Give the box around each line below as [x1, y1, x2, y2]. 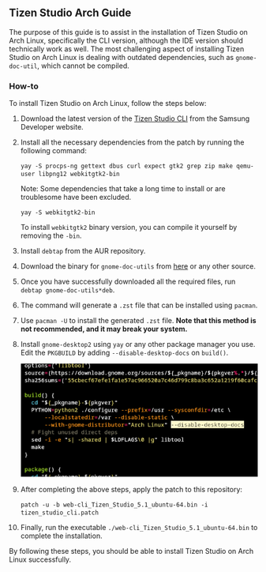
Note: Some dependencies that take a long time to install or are [20, 184, 226, 194]
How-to [9, 81, 39, 92]
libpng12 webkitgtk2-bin [38, 170, 121, 179]
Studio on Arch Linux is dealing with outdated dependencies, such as [9, 52, 234, 62]
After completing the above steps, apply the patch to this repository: [20, 484, 243, 494]
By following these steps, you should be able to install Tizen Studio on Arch [9, 546, 254, 555]
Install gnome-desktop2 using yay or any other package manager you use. [20, 340, 256, 349]
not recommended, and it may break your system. [20, 324, 188, 334]
